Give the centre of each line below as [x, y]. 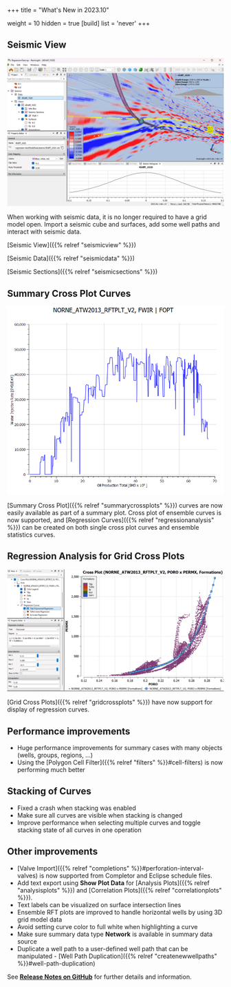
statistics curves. [31, 534]
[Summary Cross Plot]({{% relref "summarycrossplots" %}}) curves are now [115, 505]
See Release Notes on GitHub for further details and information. [99, 977]
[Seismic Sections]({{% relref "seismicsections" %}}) [82, 272]
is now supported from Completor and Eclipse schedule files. [126, 875]
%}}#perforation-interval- [167, 868]
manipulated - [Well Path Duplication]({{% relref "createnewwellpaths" [117, 956]
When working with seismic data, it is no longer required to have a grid [107, 217]
